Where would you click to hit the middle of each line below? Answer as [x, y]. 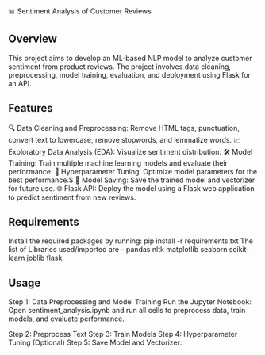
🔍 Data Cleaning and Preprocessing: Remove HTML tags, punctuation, [124, 128]
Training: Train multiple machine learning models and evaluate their [118, 163]
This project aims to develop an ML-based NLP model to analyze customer [130, 58]
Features [31, 108]
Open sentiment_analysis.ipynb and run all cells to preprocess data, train [127, 311]
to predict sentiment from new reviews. [72, 197]
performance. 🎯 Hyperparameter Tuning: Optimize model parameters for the [133, 171]
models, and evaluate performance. [66, 319]
